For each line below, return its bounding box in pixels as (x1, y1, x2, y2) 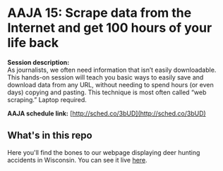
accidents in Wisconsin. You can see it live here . (7, 156, 147, 164)
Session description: (7, 58, 70, 66)
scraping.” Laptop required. (7, 95, 87, 103)
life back (7, 35, 59, 51)
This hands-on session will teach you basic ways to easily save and (7, 72, 204, 82)
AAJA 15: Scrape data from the (7, 5, 192, 21)
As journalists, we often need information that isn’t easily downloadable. (7, 65, 217, 74)
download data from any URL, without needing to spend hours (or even (7, 80, 214, 89)
